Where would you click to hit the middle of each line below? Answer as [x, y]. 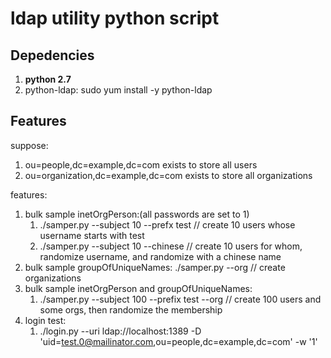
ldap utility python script [115, 18]
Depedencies [52, 55]
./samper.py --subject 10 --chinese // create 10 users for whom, [171, 246]
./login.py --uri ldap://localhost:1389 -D [120, 331]
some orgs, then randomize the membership [131, 309]
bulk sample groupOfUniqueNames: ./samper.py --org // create [155, 267]
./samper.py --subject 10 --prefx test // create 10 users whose [167, 224]
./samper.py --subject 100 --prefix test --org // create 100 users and [180, 299]
